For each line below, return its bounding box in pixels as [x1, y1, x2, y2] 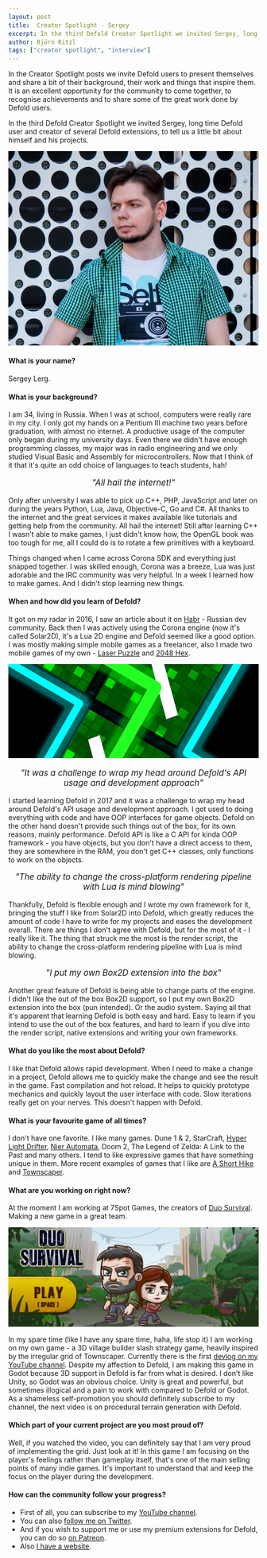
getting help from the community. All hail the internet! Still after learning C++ [8, 521, 258, 530]
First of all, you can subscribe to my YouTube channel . [19, 1508, 198, 1517]
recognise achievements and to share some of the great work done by [8, 95, 238, 104]
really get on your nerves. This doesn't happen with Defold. [8, 1098, 203, 1107]
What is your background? [8, 392, 98, 402]
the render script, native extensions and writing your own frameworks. [8, 1028, 238, 1037]
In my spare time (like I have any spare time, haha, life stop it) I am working [8, 1335, 253, 1344]
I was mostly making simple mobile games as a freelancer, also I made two [8, 639, 253, 649]
